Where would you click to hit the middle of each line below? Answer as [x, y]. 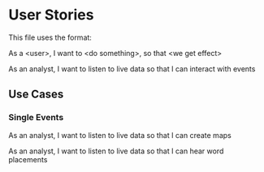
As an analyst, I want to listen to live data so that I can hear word [116, 151]
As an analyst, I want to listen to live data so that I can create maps [120, 135]
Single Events [36, 118]
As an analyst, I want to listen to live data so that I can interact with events [132, 69]
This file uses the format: [50, 37]
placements [28, 159]
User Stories [51, 15]
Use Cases [36, 95]
